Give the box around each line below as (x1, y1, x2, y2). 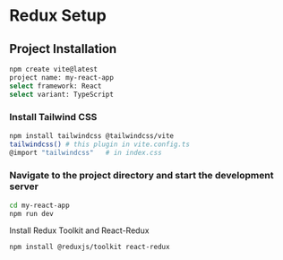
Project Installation (9, 41, 117, 56)
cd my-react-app (9, 201, 70, 210)
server (9, 180, 39, 193)
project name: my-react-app (9, 73, 115, 82)
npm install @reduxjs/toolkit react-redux (9, 243, 170, 252)
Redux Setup (9, 5, 107, 26)
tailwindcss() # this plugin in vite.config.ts (9, 140, 191, 149)
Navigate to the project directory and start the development (9, 169, 274, 182)
